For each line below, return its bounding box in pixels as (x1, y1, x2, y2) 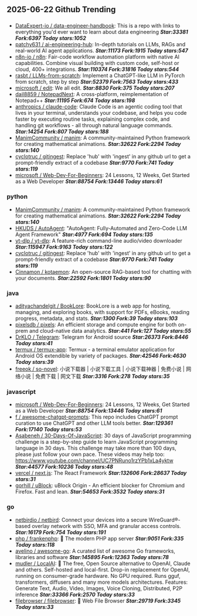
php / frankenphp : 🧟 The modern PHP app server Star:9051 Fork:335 (15, 535, 184, 542)
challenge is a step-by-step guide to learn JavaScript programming (15, 438, 178, 445)
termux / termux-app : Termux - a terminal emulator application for (15, 346, 175, 353)
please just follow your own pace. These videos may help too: (15, 451, 165, 458)
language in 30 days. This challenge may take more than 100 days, (15, 445, 176, 452)
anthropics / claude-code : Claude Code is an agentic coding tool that (15, 103, 182, 110)
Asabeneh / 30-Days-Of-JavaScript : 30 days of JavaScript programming (15, 432, 191, 439)
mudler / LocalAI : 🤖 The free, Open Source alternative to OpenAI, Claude (15, 560, 191, 567)
